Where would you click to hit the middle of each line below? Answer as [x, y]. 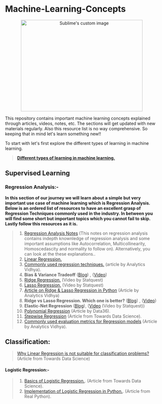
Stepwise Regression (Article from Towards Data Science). [83, 316]
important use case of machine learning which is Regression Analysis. [78, 203]
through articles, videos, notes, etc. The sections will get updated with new [80, 123]
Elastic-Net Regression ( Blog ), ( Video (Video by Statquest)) [84, 305]
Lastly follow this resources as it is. [41, 223]
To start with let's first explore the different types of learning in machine [77, 143]
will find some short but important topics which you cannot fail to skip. [78, 219]
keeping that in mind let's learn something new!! [53, 134]
